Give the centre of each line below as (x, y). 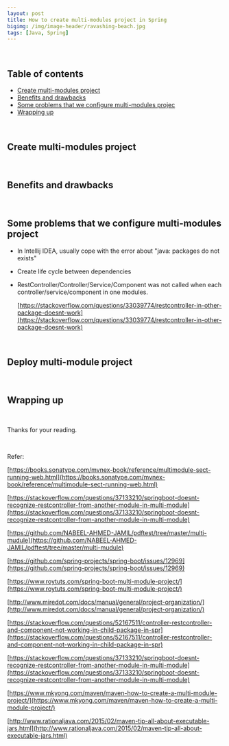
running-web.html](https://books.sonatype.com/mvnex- (86, 477)
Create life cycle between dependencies (74, 271)
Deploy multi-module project (70, 362)
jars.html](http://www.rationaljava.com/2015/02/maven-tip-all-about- (105, 728)
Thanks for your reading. (42, 430)
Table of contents (45, 74)
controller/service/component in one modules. (83, 292)
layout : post (26, 13)
